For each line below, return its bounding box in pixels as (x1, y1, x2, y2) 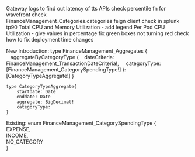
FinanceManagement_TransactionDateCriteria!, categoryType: (6, 60, 161, 67)
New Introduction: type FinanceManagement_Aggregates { (6, 47, 148, 54)
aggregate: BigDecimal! (16, 99, 75, 105)
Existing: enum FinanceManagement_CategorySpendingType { (6, 120, 156, 127)
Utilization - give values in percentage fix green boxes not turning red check (6, 30, 189, 37)
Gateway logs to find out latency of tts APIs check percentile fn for (6, 5, 166, 12)
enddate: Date (16, 94, 51, 100)
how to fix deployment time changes (6, 36, 94, 43)
